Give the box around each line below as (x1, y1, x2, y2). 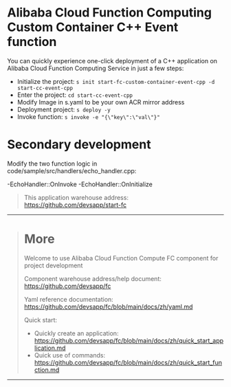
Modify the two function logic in (7, 159, 98, 168)
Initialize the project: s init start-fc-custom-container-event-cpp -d (16, 77, 215, 85)
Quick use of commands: (34, 351, 105, 359)
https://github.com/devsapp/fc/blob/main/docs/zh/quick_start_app (34, 336, 224, 344)
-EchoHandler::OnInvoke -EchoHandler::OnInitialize (7, 180, 153, 188)
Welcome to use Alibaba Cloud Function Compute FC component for (23, 254, 219, 262)
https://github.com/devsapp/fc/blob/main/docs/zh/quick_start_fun (34, 358, 222, 366)
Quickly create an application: (34, 329, 119, 338)
